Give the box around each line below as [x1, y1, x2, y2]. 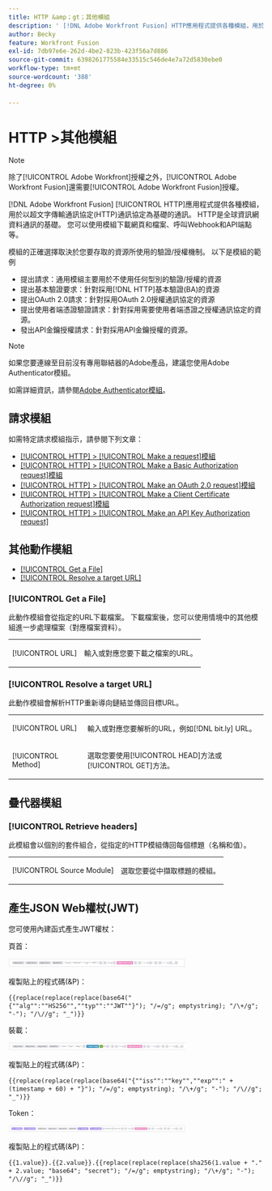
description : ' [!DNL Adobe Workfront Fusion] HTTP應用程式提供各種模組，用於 [8, 21, 265, 30]
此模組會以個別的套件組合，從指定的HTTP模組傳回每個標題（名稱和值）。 [8, 840, 251, 850]
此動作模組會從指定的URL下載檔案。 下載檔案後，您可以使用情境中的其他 [8, 612, 252, 623]
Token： [8, 1108, 36, 1118]
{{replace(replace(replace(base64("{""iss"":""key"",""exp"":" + [8, 1077, 233, 1085]
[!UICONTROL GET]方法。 [87, 760, 175, 770]
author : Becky [8, 30, 57, 38]
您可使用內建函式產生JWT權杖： [8, 924, 117, 934]
